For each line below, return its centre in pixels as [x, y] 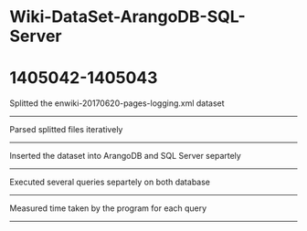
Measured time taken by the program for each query [108, 208]
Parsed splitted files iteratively [66, 130]
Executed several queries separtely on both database [110, 182]
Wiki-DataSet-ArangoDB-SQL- [128, 17]
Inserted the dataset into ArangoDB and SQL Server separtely [126, 156]
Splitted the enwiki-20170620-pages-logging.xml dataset [117, 103]
